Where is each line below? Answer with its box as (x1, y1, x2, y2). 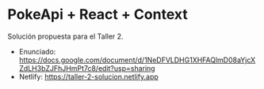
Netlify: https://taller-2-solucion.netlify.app (18, 72, 159, 81)
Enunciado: (18, 46, 56, 56)
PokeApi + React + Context (7, 6, 188, 24)
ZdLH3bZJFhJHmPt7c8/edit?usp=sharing (18, 63, 155, 72)
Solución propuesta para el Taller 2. (7, 32, 124, 41)
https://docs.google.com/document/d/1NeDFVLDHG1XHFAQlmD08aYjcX (18, 55, 256, 65)
